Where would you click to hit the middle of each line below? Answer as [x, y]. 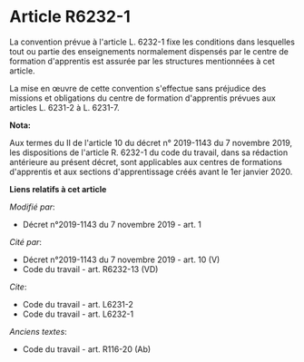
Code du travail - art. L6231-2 [78, 304]
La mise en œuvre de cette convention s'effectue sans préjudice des [138, 88]
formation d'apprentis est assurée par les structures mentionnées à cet [142, 61]
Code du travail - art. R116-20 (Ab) [87, 349]
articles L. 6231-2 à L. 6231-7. [64, 107]
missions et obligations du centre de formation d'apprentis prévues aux [143, 98]
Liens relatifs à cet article [58, 189]
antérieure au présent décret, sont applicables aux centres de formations [146, 161]
